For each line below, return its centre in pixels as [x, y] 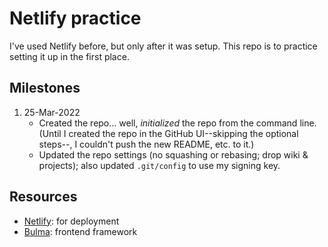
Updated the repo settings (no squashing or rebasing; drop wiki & [173, 154]
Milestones [45, 88]
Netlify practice [75, 18]
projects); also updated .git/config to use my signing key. [159, 165]
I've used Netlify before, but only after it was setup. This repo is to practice [163, 46]
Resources [43, 197]
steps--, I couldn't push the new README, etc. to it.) [146, 144]
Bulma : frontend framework [80, 231]
